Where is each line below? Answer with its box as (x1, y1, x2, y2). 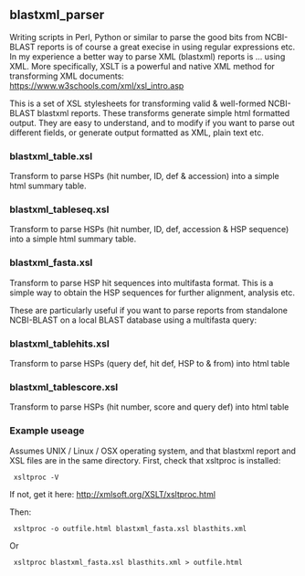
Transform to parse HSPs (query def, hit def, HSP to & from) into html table (9, 358, 290, 368)
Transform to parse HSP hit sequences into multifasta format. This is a (9, 277, 274, 288)
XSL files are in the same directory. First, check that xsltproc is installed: (9, 454, 281, 465)
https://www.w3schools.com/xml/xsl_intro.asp (9, 80, 184, 91)
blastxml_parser (9, 7, 105, 23)
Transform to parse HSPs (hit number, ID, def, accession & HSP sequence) (9, 224, 289, 235)
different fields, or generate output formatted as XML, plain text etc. (9, 127, 265, 138)
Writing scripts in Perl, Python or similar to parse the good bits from (9, 31, 263, 42)
